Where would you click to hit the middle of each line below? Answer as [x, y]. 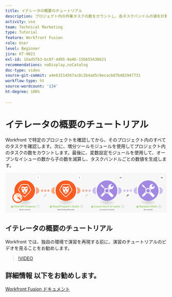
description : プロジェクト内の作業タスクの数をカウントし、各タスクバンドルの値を [83, 16]
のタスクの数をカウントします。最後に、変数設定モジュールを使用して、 [81, 152]
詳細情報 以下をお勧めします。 [53, 276]
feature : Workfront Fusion [34, 38]
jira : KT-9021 [20, 54]
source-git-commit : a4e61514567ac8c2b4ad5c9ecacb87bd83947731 [73, 76]
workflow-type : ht [25, 81]
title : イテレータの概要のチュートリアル [44, 11]
